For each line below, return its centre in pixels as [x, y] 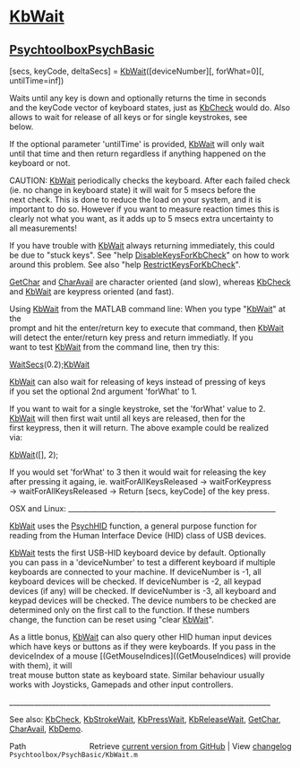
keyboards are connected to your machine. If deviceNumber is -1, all [136, 572]
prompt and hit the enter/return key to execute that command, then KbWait [147, 328]
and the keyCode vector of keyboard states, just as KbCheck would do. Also [150, 108]
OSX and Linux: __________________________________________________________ [142, 508]
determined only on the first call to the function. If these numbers [130, 610]
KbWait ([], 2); [34, 454]
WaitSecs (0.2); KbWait [50, 364]
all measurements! [43, 228]
